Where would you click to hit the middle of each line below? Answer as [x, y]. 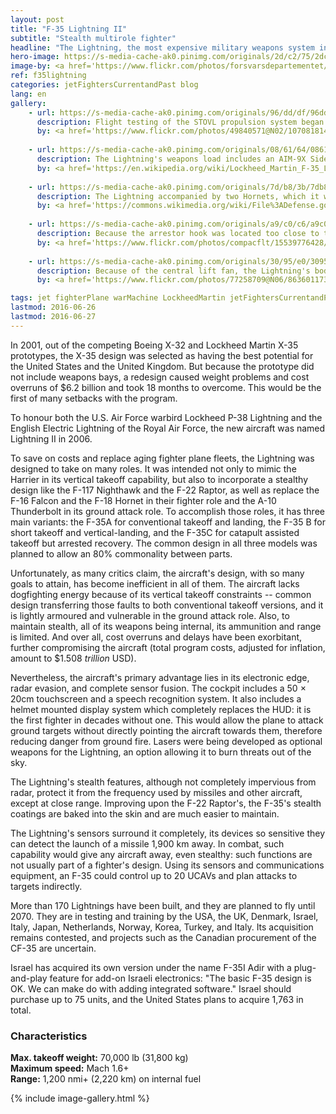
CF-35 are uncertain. [53, 948]
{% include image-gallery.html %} [80, 1098]
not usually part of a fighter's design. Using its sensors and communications [167, 865]
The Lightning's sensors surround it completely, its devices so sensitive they [168, 833]
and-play [29, 978]
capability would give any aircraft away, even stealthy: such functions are [161, 854]
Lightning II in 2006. [51, 438]
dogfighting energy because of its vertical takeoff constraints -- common [161, 594]
